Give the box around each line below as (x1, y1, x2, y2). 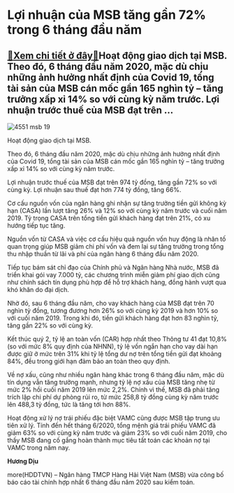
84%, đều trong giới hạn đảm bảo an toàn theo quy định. (7, 357, 170, 365)
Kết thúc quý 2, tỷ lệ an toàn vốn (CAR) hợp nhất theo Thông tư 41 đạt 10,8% (7, 335, 227, 343)
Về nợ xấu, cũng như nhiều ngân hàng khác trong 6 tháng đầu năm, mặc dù (7, 371, 225, 378)
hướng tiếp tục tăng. (7, 221, 66, 230)
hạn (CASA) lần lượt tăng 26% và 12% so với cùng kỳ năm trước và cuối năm (7, 207, 227, 214)
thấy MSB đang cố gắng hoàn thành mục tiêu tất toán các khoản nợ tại (7, 436, 210, 444)
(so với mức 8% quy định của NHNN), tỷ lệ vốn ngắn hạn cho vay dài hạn (7, 342, 218, 351)
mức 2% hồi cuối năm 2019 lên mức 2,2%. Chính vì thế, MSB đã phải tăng (7, 385, 220, 394)
